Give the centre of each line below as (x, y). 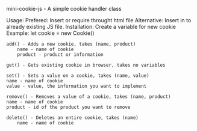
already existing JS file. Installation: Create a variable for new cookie (91, 27)
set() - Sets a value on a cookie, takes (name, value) (78, 76)
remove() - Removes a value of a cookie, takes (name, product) (89, 97)
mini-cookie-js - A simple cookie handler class (64, 9)
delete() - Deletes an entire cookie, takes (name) (72, 118)
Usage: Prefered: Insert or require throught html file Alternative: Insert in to (99, 20)
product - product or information (60, 55)
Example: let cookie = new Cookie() (50, 33)
